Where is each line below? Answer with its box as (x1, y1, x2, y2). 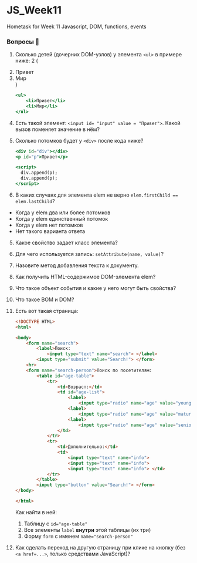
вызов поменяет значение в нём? (15, 126, 100, 133)
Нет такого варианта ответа (15, 227, 86, 235)
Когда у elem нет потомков (15, 221, 83, 228)
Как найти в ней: (15, 508, 57, 515)
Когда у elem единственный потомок (15, 215, 108, 222)
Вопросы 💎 (6, 38, 40, 46)
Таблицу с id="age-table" (23, 520, 88, 527)
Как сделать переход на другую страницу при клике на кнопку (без (15, 544, 186, 551)
